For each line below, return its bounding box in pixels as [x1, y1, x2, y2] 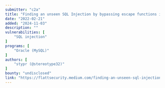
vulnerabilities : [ [5, 30, 45, 35]
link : [5, 75, 16, 80]
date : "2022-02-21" [5, 16, 45, 21]
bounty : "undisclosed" [5, 71, 52, 76]
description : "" [5, 25, 38, 30]
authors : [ [5, 57, 27, 62]
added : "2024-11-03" [5, 21, 48, 26]
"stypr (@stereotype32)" [14, 62, 65, 66]
